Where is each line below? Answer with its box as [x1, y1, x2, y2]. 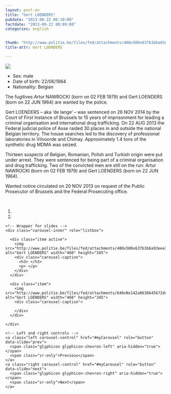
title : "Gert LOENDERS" [5, 12, 56, 17]
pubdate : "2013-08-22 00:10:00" [5, 17, 74, 22]
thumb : [5, 40, 19, 45]
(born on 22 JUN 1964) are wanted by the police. [5, 99, 108, 105]
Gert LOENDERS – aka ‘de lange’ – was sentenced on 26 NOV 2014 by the [5, 109, 160, 115]
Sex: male [12, 72, 34, 79]
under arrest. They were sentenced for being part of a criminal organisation [5, 157, 164, 163]
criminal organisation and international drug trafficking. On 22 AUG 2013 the [5, 119, 164, 126]
